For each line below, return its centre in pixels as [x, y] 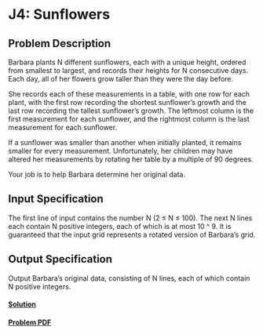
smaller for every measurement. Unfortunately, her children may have [121, 151]
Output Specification [60, 259]
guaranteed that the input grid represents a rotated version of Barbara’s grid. [132, 234]
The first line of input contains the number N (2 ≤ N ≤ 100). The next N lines [130, 218]
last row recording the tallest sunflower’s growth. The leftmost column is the [131, 111]
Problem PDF [30, 322]
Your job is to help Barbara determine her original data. [97, 174]
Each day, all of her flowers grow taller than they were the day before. [121, 79]
